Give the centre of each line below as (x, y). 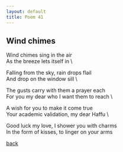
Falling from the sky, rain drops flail (49, 73)
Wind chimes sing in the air (39, 55)
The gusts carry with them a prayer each (56, 90)
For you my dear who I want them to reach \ (59, 97)
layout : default (26, 11)
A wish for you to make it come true (49, 108)
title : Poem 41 (25, 17)
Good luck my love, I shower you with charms (61, 126)
